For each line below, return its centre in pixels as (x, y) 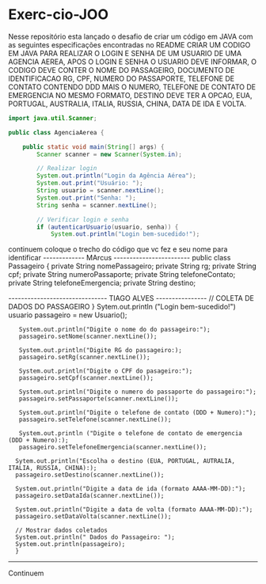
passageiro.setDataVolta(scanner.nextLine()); (93, 517)
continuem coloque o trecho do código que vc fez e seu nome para (118, 249)
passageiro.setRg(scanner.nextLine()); (84, 358)
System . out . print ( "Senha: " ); (86, 198)
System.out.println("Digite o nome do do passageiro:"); (115, 330)
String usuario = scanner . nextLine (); (101, 191)
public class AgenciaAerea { (56, 132)
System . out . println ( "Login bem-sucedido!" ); (125, 234)
